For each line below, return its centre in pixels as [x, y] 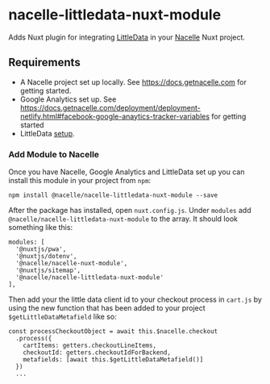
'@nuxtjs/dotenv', [47, 257]
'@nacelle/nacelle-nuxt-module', [72, 264]
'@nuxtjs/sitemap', [48, 271]
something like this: [41, 227]
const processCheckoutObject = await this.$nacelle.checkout [113, 332]
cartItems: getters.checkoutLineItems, [90, 346]
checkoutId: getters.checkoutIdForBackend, [97, 353]
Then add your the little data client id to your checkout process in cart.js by [135, 299]
